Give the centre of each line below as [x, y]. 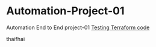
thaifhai [16, 39]
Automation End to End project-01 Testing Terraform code [78, 27]
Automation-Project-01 [65, 11]
